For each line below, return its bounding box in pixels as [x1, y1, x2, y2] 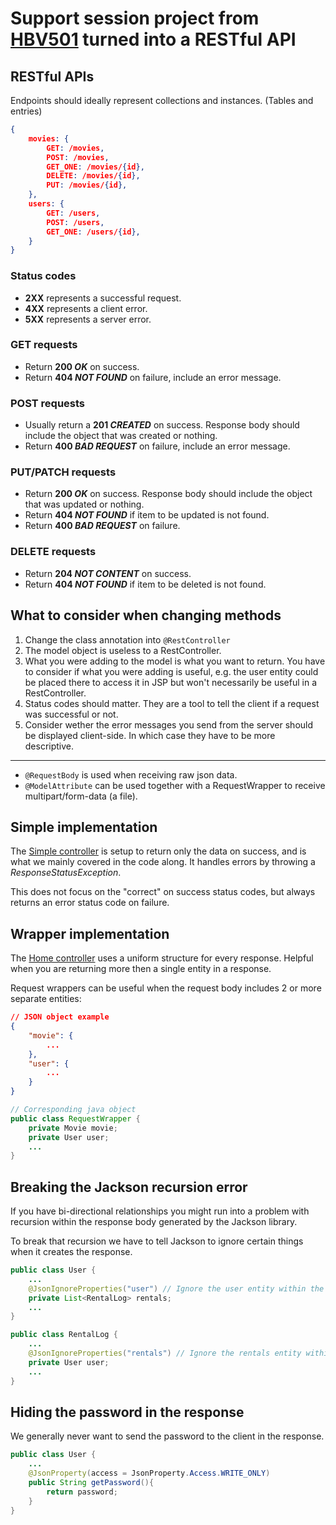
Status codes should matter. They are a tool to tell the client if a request [24, 697, 320, 709]
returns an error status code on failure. [10, 897, 170, 909]
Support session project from [10, 7, 260, 30]
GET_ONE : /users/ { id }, [46, 227, 141, 237]
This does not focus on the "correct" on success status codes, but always [10, 886, 316, 898]
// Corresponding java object [10, 1105, 137, 1115]
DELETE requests [10, 545, 97, 559]
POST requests [10, 396, 86, 410]
